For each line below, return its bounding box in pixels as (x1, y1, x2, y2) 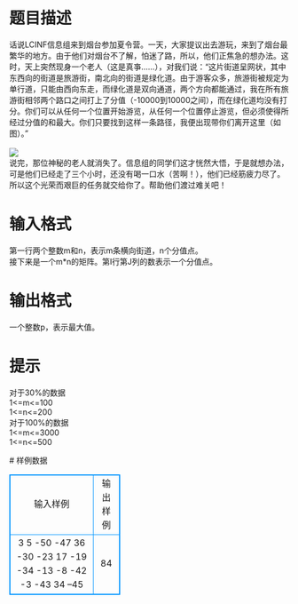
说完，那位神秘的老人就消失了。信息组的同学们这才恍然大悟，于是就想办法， (9, 157, 289, 168)
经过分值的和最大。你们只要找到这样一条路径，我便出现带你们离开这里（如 (9, 116, 281, 127)
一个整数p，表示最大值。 (9, 322, 100, 332)
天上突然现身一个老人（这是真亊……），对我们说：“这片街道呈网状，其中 (24, 61, 286, 72)
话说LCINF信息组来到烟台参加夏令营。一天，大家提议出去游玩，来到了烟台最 (9, 39, 288, 50)
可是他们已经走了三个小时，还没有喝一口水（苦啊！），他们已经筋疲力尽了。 (9, 168, 286, 179)
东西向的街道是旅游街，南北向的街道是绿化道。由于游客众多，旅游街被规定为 (9, 72, 289, 83)
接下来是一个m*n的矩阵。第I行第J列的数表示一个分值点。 (9, 256, 218, 266)
